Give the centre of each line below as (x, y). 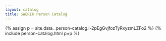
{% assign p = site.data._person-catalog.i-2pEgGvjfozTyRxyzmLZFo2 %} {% (83, 28)
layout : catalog (22, 10)
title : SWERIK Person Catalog (36, 14)
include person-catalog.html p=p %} (42, 33)
